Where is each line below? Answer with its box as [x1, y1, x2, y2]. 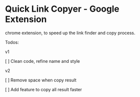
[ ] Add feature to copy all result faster [5, 86, 82, 92]
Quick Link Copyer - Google [5, 3, 119, 15]
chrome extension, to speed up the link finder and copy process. [5, 30, 136, 36]
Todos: [5, 39, 19, 45]
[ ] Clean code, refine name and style [5, 58, 80, 64]
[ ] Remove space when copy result [5, 77, 77, 83]
